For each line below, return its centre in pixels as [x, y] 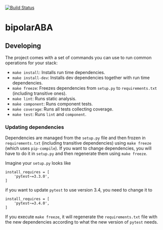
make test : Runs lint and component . [49, 114]
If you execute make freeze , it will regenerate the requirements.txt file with [81, 217]
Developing [23, 46]
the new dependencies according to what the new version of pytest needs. [82, 222]
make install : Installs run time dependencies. [59, 72]
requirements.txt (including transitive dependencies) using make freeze [78, 143]
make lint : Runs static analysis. [44, 98]
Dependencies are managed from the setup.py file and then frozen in [75, 138]
